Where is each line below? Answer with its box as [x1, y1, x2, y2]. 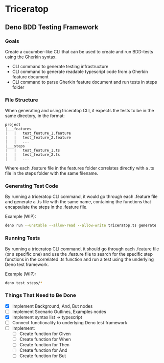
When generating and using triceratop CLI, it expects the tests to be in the [5, 108, 154, 114]
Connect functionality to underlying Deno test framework [12, 320, 127, 325]
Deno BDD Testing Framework [5, 23, 99, 31]
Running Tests [5, 235, 40, 242]
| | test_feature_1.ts [5, 148, 60, 153]
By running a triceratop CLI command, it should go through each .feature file [5, 246, 159, 252]
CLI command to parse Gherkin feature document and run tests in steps [12, 79, 158, 85]
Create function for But [19, 353, 66, 359]
